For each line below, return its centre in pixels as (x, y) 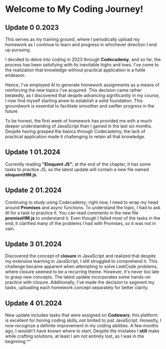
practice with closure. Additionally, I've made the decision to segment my (80, 282)
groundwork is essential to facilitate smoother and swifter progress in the (80, 106)
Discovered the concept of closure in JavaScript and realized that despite (81, 256)
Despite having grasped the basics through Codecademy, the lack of (75, 131)
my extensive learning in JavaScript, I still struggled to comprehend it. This (81, 261)
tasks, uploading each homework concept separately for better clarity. (77, 288)
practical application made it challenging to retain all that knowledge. (75, 137)
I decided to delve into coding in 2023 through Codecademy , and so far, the (83, 59)
